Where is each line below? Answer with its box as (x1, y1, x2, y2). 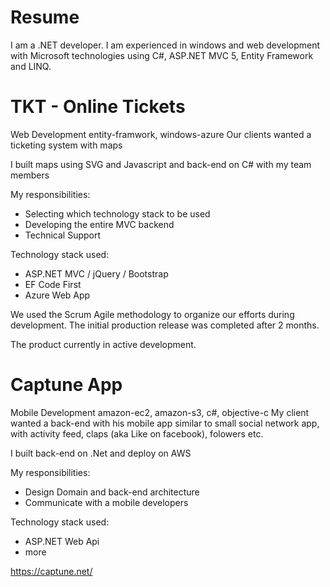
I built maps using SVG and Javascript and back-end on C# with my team (10, 158, 312, 170)
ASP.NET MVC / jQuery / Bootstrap (24, 267, 169, 280)
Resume (10, 6, 80, 29)
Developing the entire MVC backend (24, 218, 175, 230)
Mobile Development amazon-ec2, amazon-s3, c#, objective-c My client (10, 406, 310, 418)
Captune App (10, 374, 123, 396)
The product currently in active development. (10, 338, 197, 350)
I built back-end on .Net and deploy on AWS (10, 447, 192, 459)
